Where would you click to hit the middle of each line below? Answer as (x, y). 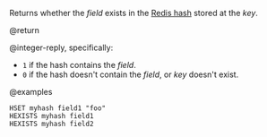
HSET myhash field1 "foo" (57, 108)
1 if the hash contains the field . (79, 65)
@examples (31, 92)
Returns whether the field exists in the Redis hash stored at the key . (133, 13)
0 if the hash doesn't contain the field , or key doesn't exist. (130, 74)
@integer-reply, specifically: (61, 47)
